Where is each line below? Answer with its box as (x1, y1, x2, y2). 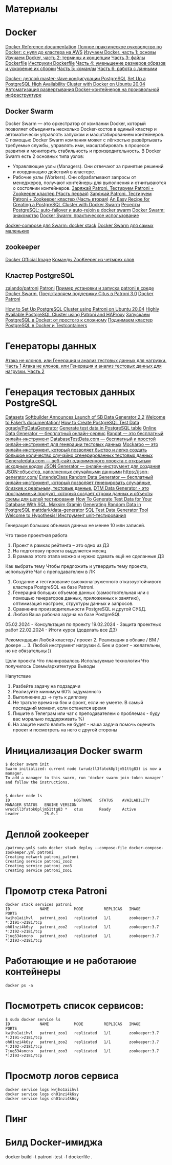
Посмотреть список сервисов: (5, 1000, 144, 1012)
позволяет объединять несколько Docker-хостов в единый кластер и (5, 126, 157, 132)
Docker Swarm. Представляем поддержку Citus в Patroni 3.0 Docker (5, 290, 154, 296)
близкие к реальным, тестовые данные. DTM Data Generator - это (5, 485, 149, 491)
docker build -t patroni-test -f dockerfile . (5, 1154, 93, 1160)
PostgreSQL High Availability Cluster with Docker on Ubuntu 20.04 (5, 81, 145, 87)
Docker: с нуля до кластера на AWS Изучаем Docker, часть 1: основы (5, 49, 156, 56)
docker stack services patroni (5, 902, 72, 907)
